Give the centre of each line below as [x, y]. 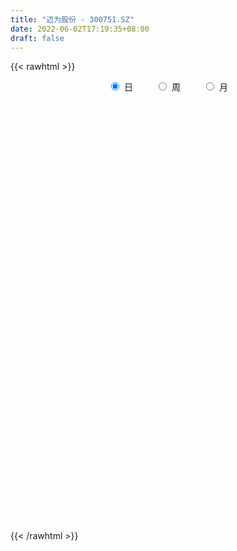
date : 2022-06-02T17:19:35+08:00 [80, 29]
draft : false [37, 38]
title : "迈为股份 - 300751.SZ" [72, 19]
